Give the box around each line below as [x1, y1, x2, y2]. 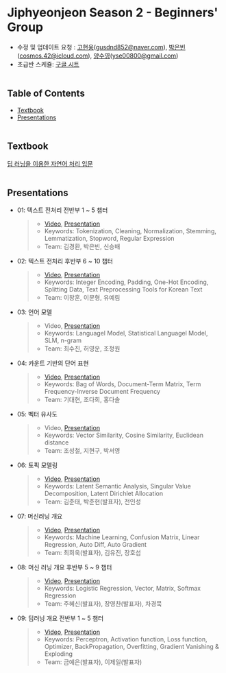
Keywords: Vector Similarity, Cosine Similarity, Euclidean [44, 431, 204, 440]
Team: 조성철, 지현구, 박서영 [44, 447, 121, 455]
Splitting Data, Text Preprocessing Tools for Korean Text [44, 285, 203, 294]
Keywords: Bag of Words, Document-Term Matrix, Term [44, 380, 201, 388]
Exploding [44, 650, 73, 658]
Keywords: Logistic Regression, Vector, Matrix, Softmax [44, 585, 201, 593]
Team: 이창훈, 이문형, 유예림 [44, 294, 121, 302]
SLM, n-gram [44, 336, 82, 344]
